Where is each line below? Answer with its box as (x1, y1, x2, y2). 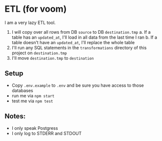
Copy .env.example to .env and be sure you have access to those (11, 82, 144, 88)
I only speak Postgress (11, 125, 58, 131)
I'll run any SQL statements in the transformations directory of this (11, 45, 147, 50)
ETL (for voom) (4, 3, 67, 15)
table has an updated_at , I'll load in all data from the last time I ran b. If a (11, 34, 158, 40)
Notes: (4, 112, 26, 120)
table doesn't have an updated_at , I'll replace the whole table (11, 39, 135, 45)
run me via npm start (11, 93, 55, 98)
